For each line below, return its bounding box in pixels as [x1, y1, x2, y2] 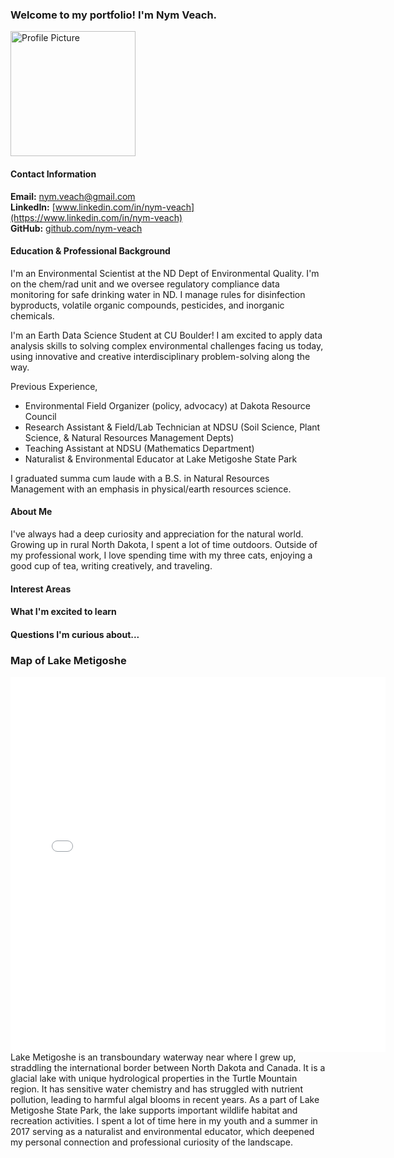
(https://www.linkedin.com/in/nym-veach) [10, 211, 183, 223]
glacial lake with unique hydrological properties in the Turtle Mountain [10, 1072, 298, 1084]
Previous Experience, [10, 380, 98, 392]
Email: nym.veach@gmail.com [10, 190, 136, 202]
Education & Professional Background [10, 245, 171, 257]
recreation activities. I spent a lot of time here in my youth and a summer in [10, 1114, 318, 1127]
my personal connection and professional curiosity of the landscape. [10, 1136, 294, 1148]
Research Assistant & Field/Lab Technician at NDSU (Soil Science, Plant [24, 421, 321, 433]
